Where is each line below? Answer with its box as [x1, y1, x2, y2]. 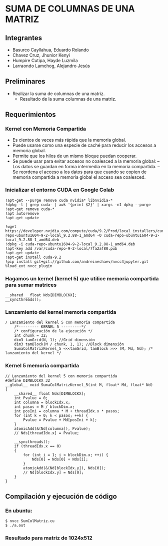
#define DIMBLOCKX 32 [5, 378, 50, 383]
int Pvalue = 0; [14, 395, 48, 400]
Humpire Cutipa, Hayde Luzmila [12, 58, 78, 63]
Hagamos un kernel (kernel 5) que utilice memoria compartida [5, 275, 159, 282]
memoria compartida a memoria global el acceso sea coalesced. [12, 174, 146, 180]
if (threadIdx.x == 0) [14, 443, 61, 448]
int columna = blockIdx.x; [14, 400, 70, 405]
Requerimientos [5, 111, 56, 119]
